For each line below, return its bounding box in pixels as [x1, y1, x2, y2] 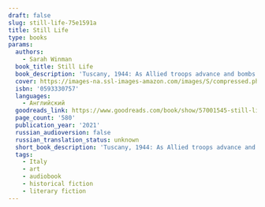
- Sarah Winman [22, 56, 73, 64]
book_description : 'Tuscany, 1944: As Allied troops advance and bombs [15, 70, 256, 78]
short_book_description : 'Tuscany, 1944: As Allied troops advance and [15, 143, 256, 151]
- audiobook [22, 172, 62, 181]
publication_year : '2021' [15, 121, 101, 129]
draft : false [8, 11, 51, 20]
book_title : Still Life [15, 63, 93, 71]
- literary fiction [22, 187, 87, 195]
